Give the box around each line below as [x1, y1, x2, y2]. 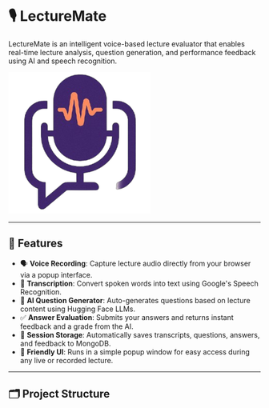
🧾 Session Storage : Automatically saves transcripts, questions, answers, [19, 330, 260, 339]
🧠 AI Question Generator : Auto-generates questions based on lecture [19, 295, 251, 305]
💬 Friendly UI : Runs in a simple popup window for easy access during [19, 346, 251, 357]
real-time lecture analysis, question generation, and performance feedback [8, 47, 256, 57]
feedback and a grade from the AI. [19, 322, 134, 331]
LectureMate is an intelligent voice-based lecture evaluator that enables [8, 38, 246, 49]
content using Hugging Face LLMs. [19, 304, 136, 314]
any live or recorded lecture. [19, 355, 114, 365]
